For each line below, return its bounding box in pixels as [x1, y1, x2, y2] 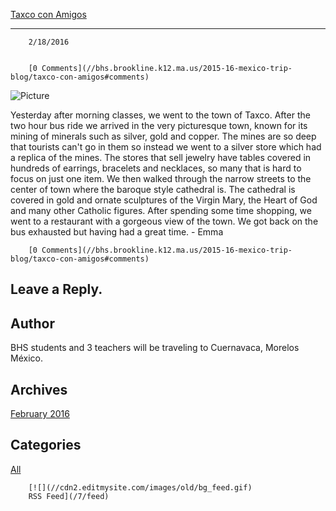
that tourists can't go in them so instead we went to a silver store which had [10, 141, 322, 153]
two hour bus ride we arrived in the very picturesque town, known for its [10, 120, 308, 131]
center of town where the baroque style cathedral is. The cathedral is [10, 184, 296, 195]
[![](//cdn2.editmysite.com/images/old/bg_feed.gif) [28, 482, 253, 493]
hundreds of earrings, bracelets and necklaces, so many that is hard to [10, 162, 302, 174]
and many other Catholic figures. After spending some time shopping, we [10, 205, 312, 216]
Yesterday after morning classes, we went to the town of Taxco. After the [10, 109, 311, 121]
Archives [10, 381, 68, 398]
